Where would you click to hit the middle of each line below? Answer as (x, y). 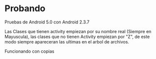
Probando (25, 9)
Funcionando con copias (29, 51)
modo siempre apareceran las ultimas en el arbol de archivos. (67, 41)
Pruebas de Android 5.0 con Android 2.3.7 (47, 22)
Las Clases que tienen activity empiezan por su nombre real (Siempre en (78, 31)
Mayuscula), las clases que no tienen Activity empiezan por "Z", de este (77, 37)
